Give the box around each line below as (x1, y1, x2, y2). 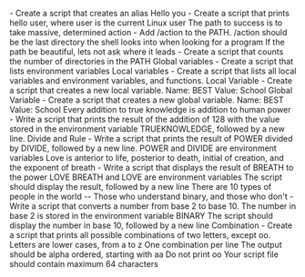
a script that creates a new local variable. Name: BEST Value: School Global (9, 85, 293, 95)
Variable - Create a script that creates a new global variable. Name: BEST (9, 94, 284, 105)
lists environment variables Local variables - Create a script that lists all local (9, 65, 297, 76)
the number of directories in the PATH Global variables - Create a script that (9, 56, 294, 66)
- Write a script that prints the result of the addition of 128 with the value (9, 114, 280, 124)
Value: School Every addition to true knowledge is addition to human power (9, 104, 291, 114)
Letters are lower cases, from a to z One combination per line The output (9, 240, 282, 250)
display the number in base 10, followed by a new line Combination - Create (9, 220, 293, 231)
